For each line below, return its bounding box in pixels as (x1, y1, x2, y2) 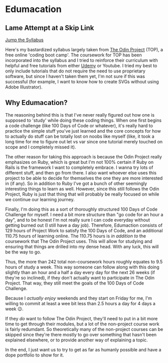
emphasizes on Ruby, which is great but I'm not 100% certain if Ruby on (5, 159, 154, 165)
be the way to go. (5, 249, 42, 255)
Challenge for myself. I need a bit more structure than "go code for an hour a (5, 211, 163, 217)
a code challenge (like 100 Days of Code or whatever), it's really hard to (5, 122, 153, 129)
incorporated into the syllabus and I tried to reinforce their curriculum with (5, 57, 158, 63)
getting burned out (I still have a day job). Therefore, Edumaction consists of (5, 222, 163, 228)
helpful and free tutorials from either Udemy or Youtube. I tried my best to (5, 63, 157, 68)
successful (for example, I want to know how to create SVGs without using (5, 79, 159, 84)
